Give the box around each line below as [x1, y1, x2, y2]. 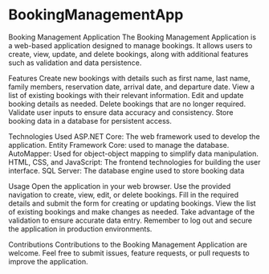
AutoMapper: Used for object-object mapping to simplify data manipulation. [8, 149, 259, 158]
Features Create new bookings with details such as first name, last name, [8, 73, 251, 83]
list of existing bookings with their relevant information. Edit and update [8, 90, 244, 100]
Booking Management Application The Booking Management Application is [8, 32, 257, 42]
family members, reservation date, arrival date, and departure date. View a [8, 82, 255, 92]
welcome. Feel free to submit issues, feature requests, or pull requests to [8, 247, 251, 258]
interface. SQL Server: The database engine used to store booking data [8, 166, 245, 175]
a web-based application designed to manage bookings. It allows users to [8, 40, 253, 50]
